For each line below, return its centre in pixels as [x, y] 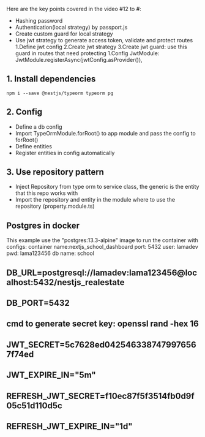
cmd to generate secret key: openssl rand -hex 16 [102, 324]
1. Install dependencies [51, 79]
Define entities [33, 146]
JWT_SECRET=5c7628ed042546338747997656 [102, 345]
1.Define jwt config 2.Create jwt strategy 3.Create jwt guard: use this [101, 47]
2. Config [24, 112]
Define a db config [39, 127]
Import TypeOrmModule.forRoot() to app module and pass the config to [105, 133]
